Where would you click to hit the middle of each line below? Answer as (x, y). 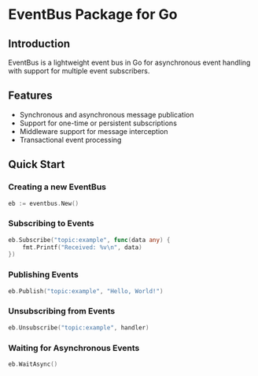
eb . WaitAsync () (33, 364)
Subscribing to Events (51, 224)
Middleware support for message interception (94, 131)
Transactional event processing (70, 140)
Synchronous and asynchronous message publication (107, 114)
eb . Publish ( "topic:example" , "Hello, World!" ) (86, 291)
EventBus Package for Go (93, 15)
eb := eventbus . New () (44, 203)
